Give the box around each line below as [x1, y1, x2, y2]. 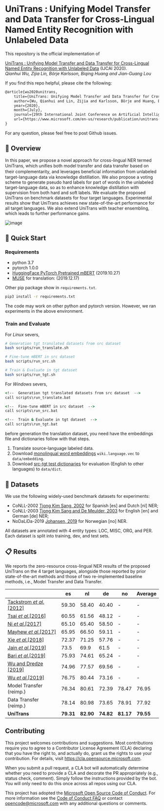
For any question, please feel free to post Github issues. [5, 130, 118, 136]
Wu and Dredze [7, 660, 43, 667]
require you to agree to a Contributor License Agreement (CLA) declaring [5, 745, 152, 751]
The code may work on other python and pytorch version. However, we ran [5, 303, 156, 309]
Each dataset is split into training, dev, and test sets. [5, 533, 110, 538]
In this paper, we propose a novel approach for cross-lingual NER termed [5, 157, 152, 163]
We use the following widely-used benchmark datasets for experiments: [5, 493, 150, 499]
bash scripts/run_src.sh [5, 359, 56, 364]
